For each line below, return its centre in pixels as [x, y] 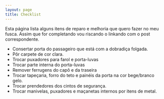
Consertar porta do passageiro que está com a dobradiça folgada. [80, 49]
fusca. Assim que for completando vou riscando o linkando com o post [78, 34]
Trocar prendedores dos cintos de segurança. [59, 86]
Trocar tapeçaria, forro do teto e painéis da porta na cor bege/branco [83, 75]
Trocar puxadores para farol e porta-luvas [55, 59]
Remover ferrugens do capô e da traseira [54, 70]
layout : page [19, 10]
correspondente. [22, 39]
